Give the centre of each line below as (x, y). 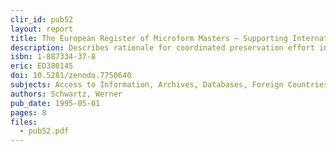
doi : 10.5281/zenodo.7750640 (71, 76)
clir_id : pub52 (42, 19)
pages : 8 (28, 112)
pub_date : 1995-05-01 (55, 103)
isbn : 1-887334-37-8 (53, 57)
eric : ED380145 (42, 66)
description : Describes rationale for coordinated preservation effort (162, 47)
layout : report (42, 29)
